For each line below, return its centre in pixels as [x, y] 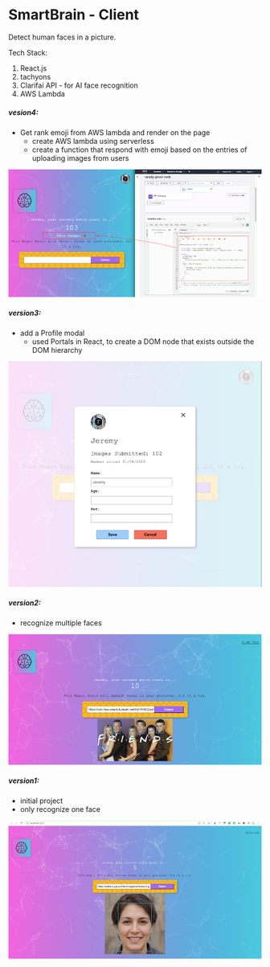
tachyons [35, 76]
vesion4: [23, 112]
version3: [25, 313]
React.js [33, 68]
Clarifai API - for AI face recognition [79, 85]
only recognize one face [60, 809]
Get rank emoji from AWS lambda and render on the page [115, 132]
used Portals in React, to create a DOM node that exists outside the [143, 342]
